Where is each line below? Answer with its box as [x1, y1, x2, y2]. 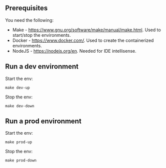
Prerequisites [5, 4, 48, 12]
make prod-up [5, 140, 32, 145]
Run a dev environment [5, 62, 79, 71]
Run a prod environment [5, 117, 82, 126]
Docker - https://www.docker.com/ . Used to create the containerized [12, 37, 154, 43]
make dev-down [5, 103, 35, 108]
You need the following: [5, 17, 54, 23]
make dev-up [5, 85, 30, 90]
